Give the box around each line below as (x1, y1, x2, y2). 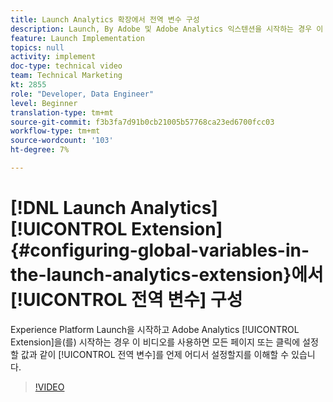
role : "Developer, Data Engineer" (10, 89, 155, 99)
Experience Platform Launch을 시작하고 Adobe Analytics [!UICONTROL (10, 323, 300, 335)
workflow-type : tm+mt (10, 126, 101, 136)
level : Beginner (10, 98, 78, 108)
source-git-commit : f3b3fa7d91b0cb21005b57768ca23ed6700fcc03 (10, 117, 275, 127)
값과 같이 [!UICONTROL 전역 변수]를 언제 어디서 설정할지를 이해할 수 (20, 348, 290, 360)
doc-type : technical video (10, 61, 123, 71)
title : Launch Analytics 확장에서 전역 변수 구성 (10, 14, 200, 25)
